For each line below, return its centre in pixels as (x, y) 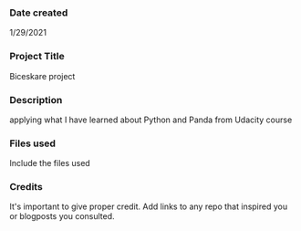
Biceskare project (42, 76)
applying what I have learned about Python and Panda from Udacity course (151, 120)
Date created (39, 13)
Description (36, 100)
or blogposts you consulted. (62, 216)
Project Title (37, 57)
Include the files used (50, 163)
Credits (26, 187)
